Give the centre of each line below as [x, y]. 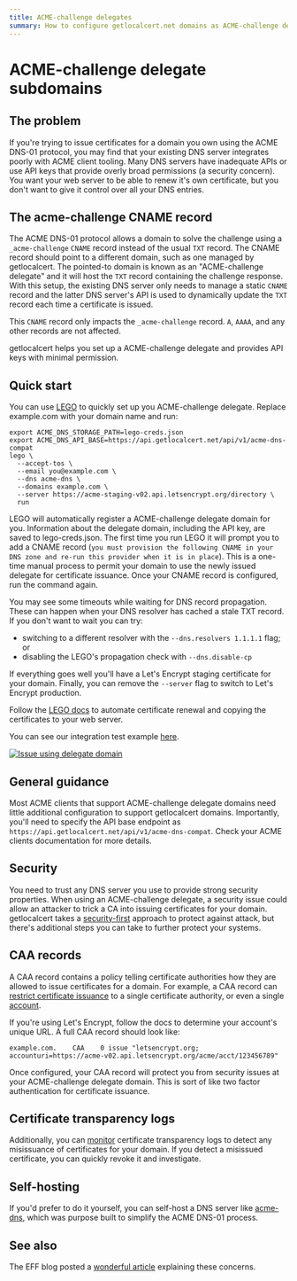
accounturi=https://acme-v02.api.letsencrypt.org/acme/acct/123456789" [144, 1056]
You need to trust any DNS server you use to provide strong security [134, 890]
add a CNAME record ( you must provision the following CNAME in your [141, 547]
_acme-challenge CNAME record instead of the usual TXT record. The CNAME [145, 248]
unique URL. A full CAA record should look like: [95, 1031]
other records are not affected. [65, 331]
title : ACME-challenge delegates [71, 17]
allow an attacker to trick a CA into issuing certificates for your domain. [138, 909]
